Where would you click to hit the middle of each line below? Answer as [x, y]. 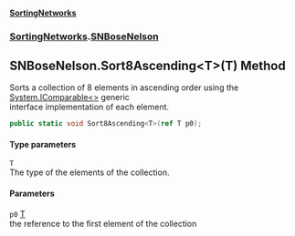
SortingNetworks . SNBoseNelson [84, 36]
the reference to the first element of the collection [103, 223]
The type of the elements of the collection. [90, 172]
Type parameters [43, 144]
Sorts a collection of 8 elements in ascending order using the [124, 87]
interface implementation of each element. [90, 107]
